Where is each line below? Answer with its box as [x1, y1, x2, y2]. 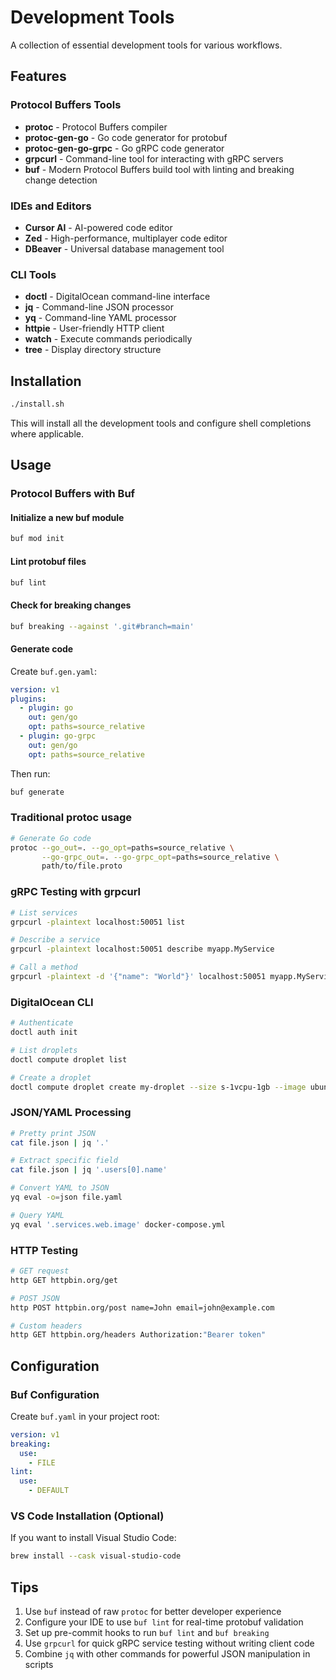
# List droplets [10, 1045, 78, 1055]
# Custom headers [10, 1321, 83, 1331]
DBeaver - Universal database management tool [24, 242, 225, 255]
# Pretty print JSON [10, 1128, 97, 1138]
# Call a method [10, 962, 78, 973]
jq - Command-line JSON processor [24, 301, 174, 313]
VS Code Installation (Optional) [10, 1509, 165, 1523]
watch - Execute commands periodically [24, 333, 193, 345]
